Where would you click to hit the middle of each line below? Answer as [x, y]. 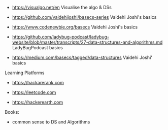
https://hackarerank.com [38, 83]
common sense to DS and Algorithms [51, 122]
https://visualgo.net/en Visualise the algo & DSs [62, 7]
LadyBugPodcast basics [37, 47]
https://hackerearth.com [38, 102]
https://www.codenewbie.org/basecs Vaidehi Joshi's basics [75, 27]
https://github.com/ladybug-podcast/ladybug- [61, 37]
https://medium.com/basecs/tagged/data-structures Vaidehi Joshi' [82, 57]
